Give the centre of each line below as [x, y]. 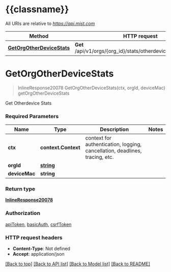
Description [114, 129]
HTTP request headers [34, 237]
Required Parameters [32, 116]
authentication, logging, [113, 145]
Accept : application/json [38, 254]
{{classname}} [37, 9]
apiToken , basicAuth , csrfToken [38, 224]
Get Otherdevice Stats [28, 103]
